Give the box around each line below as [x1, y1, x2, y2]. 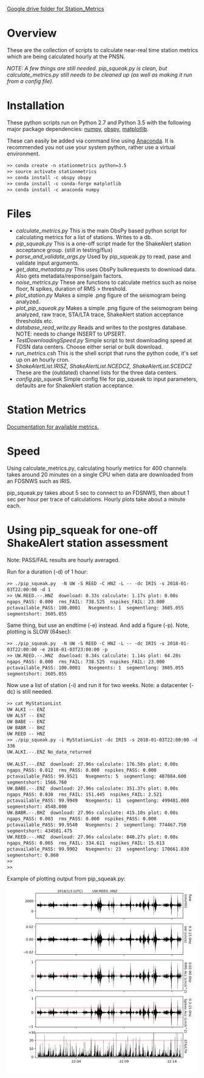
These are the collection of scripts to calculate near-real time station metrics [7, 46, 199, 53]
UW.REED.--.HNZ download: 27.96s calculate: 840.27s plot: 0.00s [7, 834, 178, 840]
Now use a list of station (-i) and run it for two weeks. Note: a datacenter [7, 681, 188, 688]
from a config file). [7, 77, 54, 84]
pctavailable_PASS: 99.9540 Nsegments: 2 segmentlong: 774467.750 [7, 822, 187, 828]
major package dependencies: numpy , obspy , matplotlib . [7, 125, 149, 132]
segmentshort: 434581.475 [7, 828, 72, 834]
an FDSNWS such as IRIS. [7, 477, 72, 484]
